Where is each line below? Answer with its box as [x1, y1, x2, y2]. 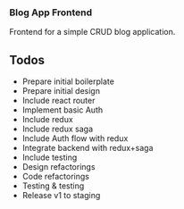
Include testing [21, 152, 78, 163]
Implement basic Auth [21, 104, 104, 115]
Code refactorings [21, 171, 89, 182]
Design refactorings [21, 162, 96, 172]
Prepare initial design [21, 86, 101, 96]
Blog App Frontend [9, 6, 93, 19]
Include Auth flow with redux [21, 133, 129, 144]
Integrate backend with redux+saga [21, 143, 154, 154]
